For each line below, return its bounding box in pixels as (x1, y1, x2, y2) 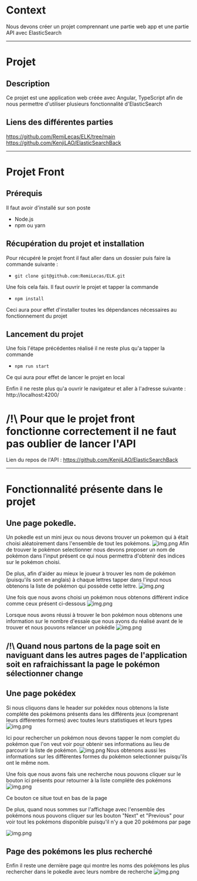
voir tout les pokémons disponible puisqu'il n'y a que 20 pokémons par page (6, 818, 191, 825)
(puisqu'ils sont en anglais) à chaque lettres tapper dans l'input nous (6, 576, 172, 583)
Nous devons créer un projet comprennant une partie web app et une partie (6, 23, 189, 30)
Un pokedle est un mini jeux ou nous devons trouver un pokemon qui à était (6, 534, 189, 541)
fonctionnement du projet (6, 312, 67, 319)
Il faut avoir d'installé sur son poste (6, 204, 91, 211)
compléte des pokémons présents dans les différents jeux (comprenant (6, 710, 178, 717)
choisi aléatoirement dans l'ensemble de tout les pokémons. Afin (6, 540, 189, 547)
